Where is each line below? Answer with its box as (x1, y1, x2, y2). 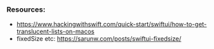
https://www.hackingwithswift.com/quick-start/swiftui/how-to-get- (16, 20, 207, 29)
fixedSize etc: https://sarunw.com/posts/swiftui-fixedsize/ (16, 35, 182, 43)
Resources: (6, 5, 46, 14)
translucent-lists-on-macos (16, 27, 95, 35)
